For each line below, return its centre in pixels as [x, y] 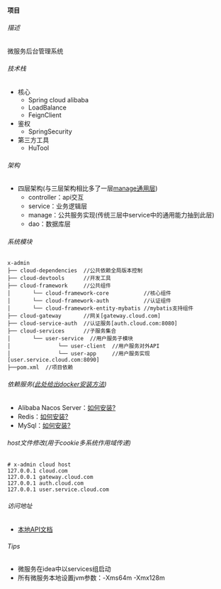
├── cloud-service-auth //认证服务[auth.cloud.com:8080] [93, 324]
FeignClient [45, 115]
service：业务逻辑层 [58, 206]
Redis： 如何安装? [43, 416]
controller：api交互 [56, 198]
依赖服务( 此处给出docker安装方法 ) [57, 384]
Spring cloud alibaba [58, 100]
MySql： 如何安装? [44, 425]
